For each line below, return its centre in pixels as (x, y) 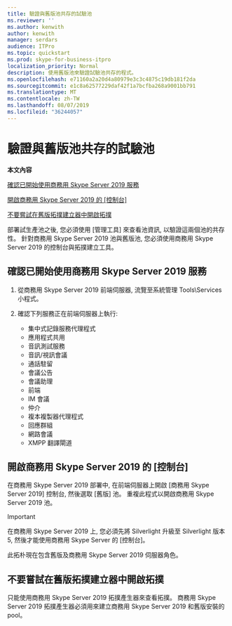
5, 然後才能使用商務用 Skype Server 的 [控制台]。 (78, 540)
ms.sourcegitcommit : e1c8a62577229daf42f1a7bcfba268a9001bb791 (102, 86)
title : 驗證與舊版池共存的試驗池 (50, 14)
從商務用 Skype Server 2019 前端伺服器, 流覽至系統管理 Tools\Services (120, 290)
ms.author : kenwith (36, 27)
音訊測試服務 (46, 346)
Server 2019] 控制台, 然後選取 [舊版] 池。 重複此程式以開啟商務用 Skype (111, 494)
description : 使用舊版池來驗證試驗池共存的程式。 (72, 72)
